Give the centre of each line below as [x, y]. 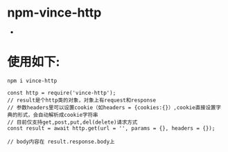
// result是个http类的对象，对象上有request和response [82, 100]
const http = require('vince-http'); [62, 93]
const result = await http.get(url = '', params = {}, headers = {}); [111, 128]
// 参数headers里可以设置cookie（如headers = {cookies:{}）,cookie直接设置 [112, 107]
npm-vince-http [54, 13]
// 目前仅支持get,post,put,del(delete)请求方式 [72, 122]
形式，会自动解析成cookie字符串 [58, 115]
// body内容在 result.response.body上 [61, 142]
